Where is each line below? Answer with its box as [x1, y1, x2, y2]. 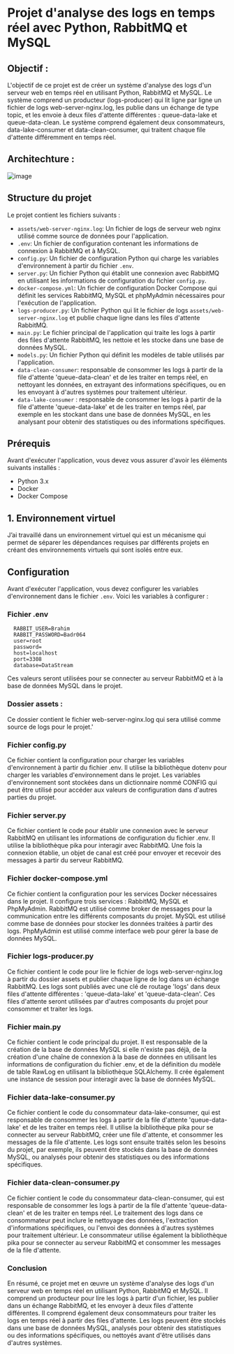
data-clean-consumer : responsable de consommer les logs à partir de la [17, 365, 224, 373]
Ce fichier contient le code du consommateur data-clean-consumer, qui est [7, 1194, 225, 1202]
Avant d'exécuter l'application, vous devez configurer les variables [7, 585, 199, 593]
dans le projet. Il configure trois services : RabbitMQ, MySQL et [7, 897, 189, 905]
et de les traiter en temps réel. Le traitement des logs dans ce [26, 1209, 203, 1217]
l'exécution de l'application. [17, 299, 97, 307]
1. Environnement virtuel [7, 512, 116, 524]
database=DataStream [13, 662, 73, 669]
